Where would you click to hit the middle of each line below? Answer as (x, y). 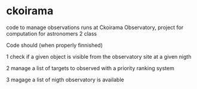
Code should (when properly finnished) (55, 45)
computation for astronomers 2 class (52, 33)
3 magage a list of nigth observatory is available (65, 80)
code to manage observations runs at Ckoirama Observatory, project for (95, 27)
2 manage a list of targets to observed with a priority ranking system (90, 68)
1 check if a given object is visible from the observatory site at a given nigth (99, 56)
